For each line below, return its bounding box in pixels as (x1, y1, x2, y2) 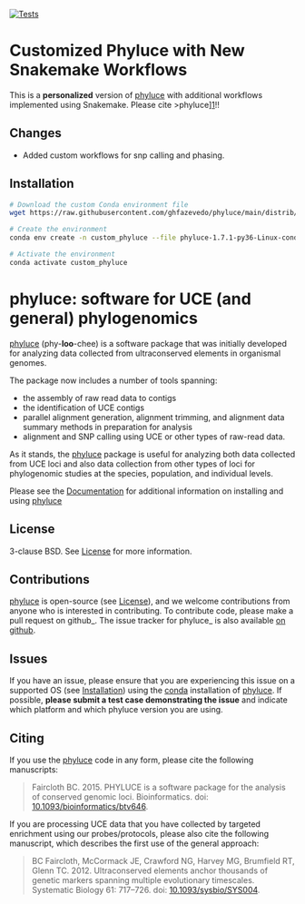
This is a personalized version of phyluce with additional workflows (9, 89, 263, 100)
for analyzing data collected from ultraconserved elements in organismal (9, 348, 281, 359)
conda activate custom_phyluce (9, 258, 128, 267)
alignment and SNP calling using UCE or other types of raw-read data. (22, 431, 286, 442)
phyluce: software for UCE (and (9, 289, 251, 309)
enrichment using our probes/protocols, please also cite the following (9, 829, 270, 839)
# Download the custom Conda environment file (9, 200, 189, 209)
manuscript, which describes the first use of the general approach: (9, 838, 260, 849)
